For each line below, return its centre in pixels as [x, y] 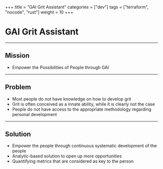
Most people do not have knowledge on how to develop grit [72, 99]
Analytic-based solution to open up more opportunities [67, 156]
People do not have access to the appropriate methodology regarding [82, 109]
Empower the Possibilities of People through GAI [60, 67]
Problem [18, 87]
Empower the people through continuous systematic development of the [84, 146]
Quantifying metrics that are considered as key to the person [73, 161]
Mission [17, 56]
